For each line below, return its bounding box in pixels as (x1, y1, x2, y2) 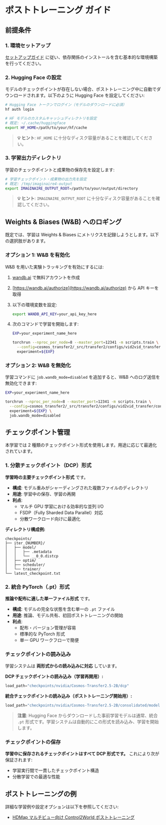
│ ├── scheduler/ (5, 562, 45, 567)
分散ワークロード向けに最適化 (19, 516, 81, 522)
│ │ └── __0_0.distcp (5, 553, 58, 558)
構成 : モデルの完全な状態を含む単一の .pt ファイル (12, 606, 115, 612)
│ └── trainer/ (5, 566, 41, 571)
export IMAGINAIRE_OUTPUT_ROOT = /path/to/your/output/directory (5, 186, 138, 191)
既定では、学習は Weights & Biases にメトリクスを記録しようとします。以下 (5, 232, 159, 238)
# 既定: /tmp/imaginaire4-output (5, 181, 73, 186)
